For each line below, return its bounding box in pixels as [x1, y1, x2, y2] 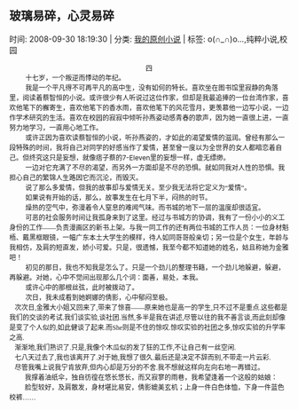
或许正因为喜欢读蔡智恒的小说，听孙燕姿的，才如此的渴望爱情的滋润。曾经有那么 [25, 133, 279, 142]
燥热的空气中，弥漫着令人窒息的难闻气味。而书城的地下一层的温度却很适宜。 [25, 203, 266, 212]
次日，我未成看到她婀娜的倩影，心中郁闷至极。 [25, 293, 173, 302]
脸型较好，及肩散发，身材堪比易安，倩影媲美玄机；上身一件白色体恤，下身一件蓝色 [25, 382, 286, 392]
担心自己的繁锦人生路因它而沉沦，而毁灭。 [9, 173, 144, 182]
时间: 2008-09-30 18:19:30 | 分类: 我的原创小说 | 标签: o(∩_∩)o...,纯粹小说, [9, 34, 280, 44]
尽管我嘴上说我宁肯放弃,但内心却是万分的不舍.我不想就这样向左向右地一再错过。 [14, 363, 264, 372]
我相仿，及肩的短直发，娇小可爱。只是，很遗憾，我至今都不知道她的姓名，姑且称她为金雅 [9, 243, 290, 252]
